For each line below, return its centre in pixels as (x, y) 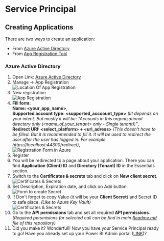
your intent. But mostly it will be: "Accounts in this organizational (77, 119)
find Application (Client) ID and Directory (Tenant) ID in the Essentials (83, 166)
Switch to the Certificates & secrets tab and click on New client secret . (85, 176)
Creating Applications (39, 27)
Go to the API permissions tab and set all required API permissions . (81, 213)
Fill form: (21, 103)
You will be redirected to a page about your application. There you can (83, 161)
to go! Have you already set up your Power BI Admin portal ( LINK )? (79, 234)
